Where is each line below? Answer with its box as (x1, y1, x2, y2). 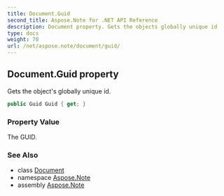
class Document (17, 166, 64, 174)
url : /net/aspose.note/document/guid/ (7, 43, 120, 50)
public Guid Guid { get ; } (7, 100, 86, 107)
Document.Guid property (7, 68, 119, 80)
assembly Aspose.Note (17, 181, 85, 189)
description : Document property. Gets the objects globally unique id (7, 23, 218, 30)
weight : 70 (7, 36, 39, 43)
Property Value (7, 116, 60, 126)
